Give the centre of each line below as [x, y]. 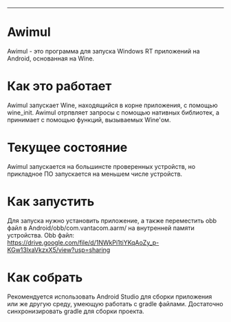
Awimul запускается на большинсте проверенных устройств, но [101, 166]
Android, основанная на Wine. [51, 58]
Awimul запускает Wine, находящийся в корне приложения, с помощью [112, 105]
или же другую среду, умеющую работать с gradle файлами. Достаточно [115, 303]
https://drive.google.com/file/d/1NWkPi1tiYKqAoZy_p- [83, 242]
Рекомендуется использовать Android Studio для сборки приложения [110, 297]
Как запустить [51, 202]
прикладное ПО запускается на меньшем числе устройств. [95, 174]
